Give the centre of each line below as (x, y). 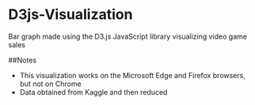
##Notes (23, 60)
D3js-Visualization (70, 15)
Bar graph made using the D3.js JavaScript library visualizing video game (128, 36)
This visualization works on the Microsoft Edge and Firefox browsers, (132, 75)
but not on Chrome (50, 84)
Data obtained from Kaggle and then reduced (93, 92)
